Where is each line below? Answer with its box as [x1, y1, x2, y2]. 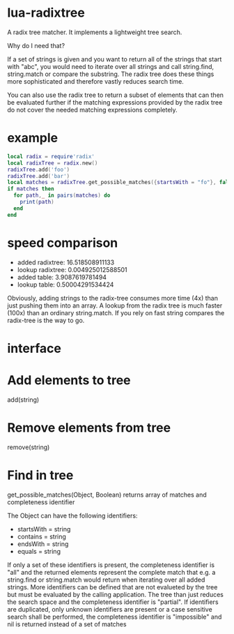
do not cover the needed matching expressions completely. [7, 105, 178, 114]
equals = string [17, 547, 61, 555]
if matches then [7, 186, 54, 193]
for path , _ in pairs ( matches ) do [13, 192, 111, 199]
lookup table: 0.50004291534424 [17, 280, 114, 289]
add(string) [7, 395, 40, 404]
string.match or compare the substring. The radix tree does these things [7, 70, 214, 78]
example [7, 130, 58, 146]
